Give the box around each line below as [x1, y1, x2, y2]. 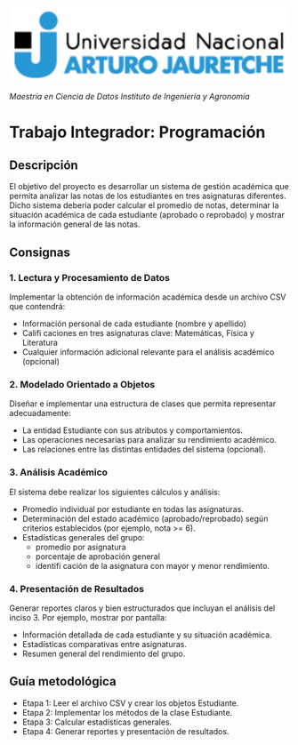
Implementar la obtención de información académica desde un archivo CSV [9, 292, 286, 302]
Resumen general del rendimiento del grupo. [21, 648, 186, 659]
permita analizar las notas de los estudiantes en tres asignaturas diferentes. [9, 190, 286, 202]
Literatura [21, 337, 58, 348]
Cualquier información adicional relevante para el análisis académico [21, 346, 275, 357]
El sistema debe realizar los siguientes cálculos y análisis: [9, 486, 221, 497]
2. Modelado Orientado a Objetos [9, 378, 156, 390]
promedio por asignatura [35, 541, 126, 552]
